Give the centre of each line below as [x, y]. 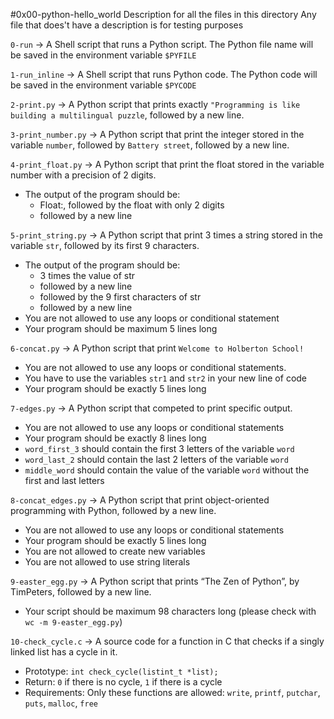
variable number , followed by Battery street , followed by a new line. [150, 145]
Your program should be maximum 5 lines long [121, 328]
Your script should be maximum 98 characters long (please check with [170, 611]
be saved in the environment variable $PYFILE [103, 55]
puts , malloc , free [61, 703]
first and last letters [64, 480]
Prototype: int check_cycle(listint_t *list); [121, 671]
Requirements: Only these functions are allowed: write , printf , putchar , [172, 692]
